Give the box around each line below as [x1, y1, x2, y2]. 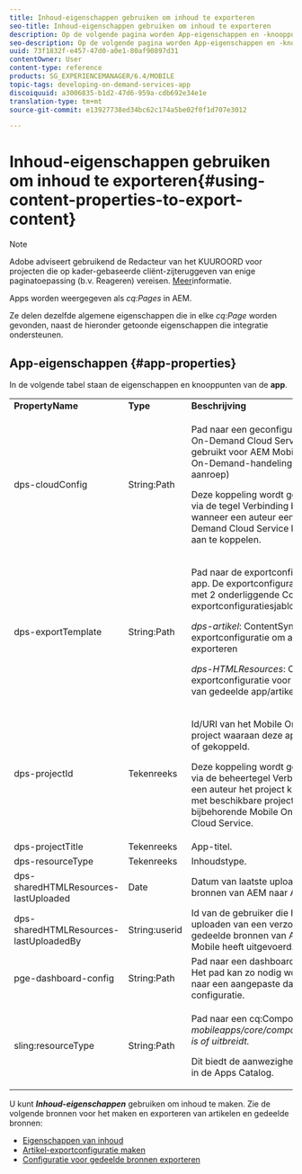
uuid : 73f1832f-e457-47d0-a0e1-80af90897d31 [9, 47, 179, 56]
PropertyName [13, 399, 79, 412]
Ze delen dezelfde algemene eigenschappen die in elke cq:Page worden [9, 310, 277, 321]
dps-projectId [13, 767, 74, 779]
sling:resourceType [13, 1040, 94, 1052]
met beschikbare [191, 794, 262, 806]
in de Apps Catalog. [191, 1067, 274, 1079]
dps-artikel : [191, 620, 243, 632]
